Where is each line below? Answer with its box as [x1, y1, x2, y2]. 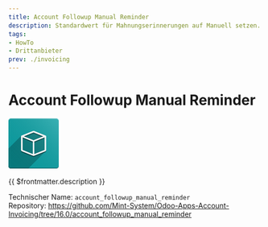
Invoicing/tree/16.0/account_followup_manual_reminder [8, 209, 192, 219]
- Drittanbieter [8, 47, 63, 56]
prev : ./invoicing [8, 56, 70, 64]
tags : [8, 30, 27, 38]
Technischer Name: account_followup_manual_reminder [8, 192, 191, 201]
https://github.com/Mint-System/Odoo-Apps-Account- [47, 200, 229, 210]
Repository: [8, 200, 47, 210]
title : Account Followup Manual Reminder [8, 13, 150, 21]
